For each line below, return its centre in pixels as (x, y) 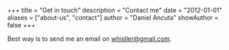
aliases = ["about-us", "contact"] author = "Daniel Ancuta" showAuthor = (113, 18)
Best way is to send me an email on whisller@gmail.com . (89, 39)
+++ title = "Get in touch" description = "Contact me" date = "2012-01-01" (115, 10)
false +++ (21, 25)
